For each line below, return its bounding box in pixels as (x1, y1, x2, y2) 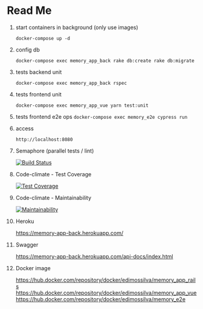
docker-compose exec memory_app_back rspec (15, 80, 127, 86)
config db (15, 46, 40, 53)
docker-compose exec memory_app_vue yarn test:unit (15, 102, 149, 108)
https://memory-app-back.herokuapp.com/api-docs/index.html (15, 253, 173, 260)
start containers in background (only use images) (15, 24, 138, 31)
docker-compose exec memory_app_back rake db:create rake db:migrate (15, 58, 195, 64)
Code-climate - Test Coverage (15, 170, 92, 178)
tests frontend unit (15, 90, 62, 98)
